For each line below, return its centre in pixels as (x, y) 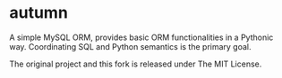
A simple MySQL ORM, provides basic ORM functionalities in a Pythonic (141, 37)
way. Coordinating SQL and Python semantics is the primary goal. (131, 46)
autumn (39, 13)
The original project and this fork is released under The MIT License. (136, 64)
